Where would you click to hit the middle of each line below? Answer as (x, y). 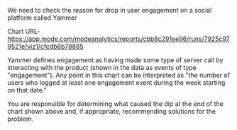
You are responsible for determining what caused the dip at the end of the (115, 104)
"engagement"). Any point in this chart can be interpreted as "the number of (119, 75)
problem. (21, 119)
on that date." (27, 90)
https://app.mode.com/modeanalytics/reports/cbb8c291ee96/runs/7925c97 (119, 39)
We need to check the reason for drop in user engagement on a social (110, 10)
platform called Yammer (42, 18)
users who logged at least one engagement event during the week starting (116, 83)
